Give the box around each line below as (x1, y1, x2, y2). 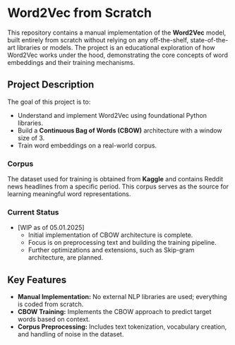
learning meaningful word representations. (7, 190, 131, 198)
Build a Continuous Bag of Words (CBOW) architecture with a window (17, 126, 222, 135)
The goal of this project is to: (7, 97, 91, 106)
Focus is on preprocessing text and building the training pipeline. (28, 238, 217, 247)
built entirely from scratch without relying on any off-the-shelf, (7, 35, 189, 44)
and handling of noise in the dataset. (17, 330, 124, 339)
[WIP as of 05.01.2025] (17, 224, 85, 232)
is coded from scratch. (17, 300, 84, 308)
